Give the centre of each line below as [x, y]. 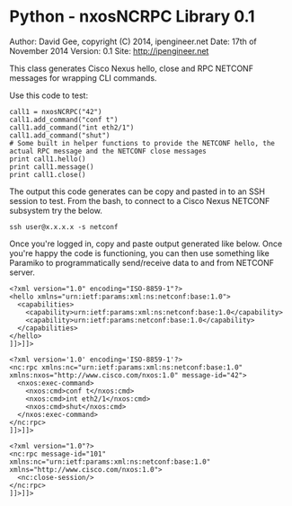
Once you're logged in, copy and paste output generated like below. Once [146, 244]
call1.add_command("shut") [60, 135]
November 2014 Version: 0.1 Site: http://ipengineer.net [109, 50]
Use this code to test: [49, 95]
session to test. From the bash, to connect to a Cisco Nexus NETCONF [140, 200]
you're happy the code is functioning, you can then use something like [139, 253]
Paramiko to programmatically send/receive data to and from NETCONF [142, 262]
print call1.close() [48, 174]
